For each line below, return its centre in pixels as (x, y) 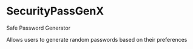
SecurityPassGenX (55, 11)
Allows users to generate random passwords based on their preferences (97, 39)
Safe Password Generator (39, 28)
